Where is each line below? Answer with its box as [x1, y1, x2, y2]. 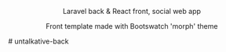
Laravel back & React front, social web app [62, 7, 202, 16]
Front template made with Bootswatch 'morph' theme [46, 22, 218, 30]
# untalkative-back [8, 36, 69, 46]
